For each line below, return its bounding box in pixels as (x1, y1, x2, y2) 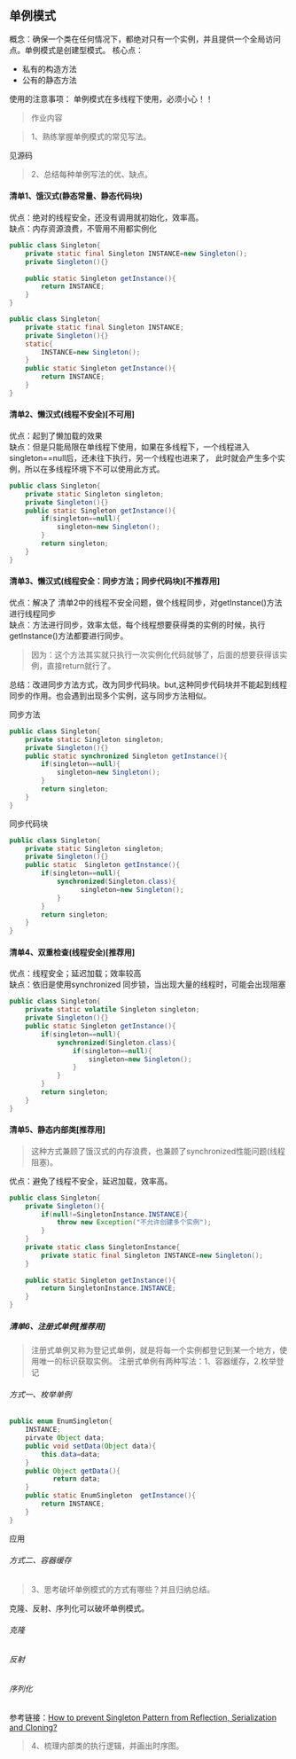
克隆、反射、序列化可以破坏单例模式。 (9, 1603, 149, 1614)
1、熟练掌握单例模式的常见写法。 (30, 131, 152, 142)
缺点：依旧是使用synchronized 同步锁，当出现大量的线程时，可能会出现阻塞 (9, 979, 286, 990)
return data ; (52, 1474, 101, 1483)
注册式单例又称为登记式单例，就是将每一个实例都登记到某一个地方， (30, 1345, 280, 1356)
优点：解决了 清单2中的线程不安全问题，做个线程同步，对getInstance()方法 (9, 597, 283, 607)
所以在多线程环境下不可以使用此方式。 (24, 464, 165, 474)
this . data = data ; (41, 1450, 101, 1458)
